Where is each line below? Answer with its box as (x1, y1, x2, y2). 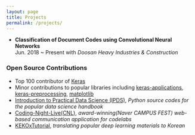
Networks (14, 42, 41, 50)
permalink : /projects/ (6, 20, 63, 26)
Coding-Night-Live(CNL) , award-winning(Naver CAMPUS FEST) (14, 109, 173, 116)
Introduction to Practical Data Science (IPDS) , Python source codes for (14, 96, 189, 103)
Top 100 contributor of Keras (14, 77, 85, 84)
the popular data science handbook (14, 103, 103, 110)
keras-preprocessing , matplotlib (14, 90, 94, 97)
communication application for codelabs (32, 115, 132, 122)
